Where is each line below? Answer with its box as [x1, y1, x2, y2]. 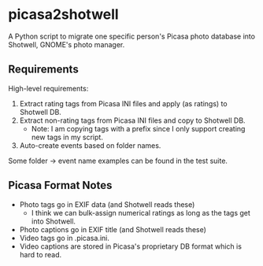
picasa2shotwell [8, 6, 120, 24]
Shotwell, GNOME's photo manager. [8, 39, 125, 49]
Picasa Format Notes [8, 179, 113, 192]
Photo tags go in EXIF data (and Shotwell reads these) [19, 199, 195, 209]
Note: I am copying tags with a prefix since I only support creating [31, 124, 246, 133]
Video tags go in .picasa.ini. [19, 233, 110, 242]
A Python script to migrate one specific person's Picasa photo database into [8, 31, 256, 41]
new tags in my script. [31, 132, 104, 142]
